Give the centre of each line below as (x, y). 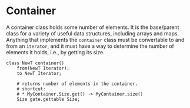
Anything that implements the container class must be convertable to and (95, 40)
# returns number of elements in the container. (77, 84)
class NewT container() (35, 63)
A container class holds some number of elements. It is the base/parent (93, 27)
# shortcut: (31, 89)
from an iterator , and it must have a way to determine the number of (90, 46)
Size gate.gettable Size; (49, 99)
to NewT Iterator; (39, 73)
